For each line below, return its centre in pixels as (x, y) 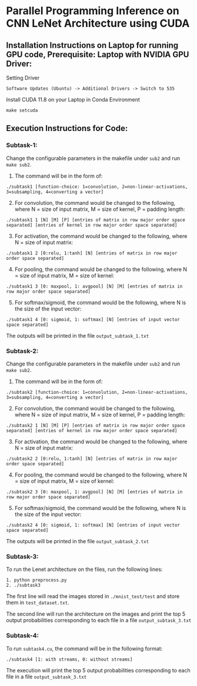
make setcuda (22, 110)
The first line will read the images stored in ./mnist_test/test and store (93, 596)
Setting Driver (23, 78)
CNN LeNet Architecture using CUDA (98, 23)
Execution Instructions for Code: (67, 128)
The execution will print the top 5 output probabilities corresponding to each (98, 670)
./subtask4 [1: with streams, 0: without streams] (69, 659)
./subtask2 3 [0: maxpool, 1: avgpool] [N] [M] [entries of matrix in (94, 492)
